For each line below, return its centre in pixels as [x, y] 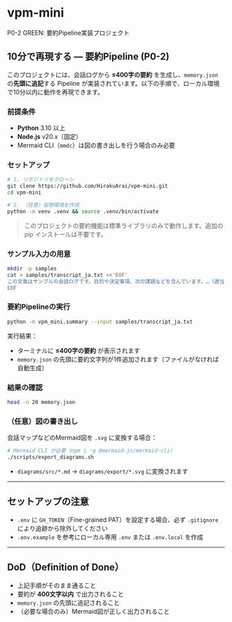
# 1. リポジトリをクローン [41, 180]
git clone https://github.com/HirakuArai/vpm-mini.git [88, 186]
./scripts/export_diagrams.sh [51, 457]
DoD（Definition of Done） [66, 568]
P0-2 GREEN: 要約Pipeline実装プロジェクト [68, 33]
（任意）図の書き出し [42, 421]
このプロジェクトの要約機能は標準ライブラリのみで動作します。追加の [124, 226]
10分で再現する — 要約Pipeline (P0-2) [88, 57]
